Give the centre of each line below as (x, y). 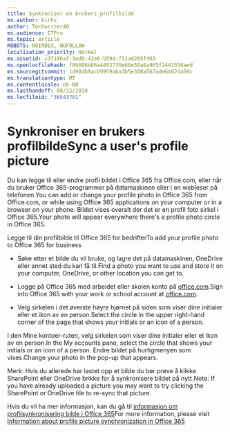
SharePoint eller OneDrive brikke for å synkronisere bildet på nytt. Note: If (111, 378)
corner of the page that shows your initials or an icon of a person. (111, 322)
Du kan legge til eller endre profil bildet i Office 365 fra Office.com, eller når (115, 180)
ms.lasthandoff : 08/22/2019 (48, 91)
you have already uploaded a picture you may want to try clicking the (105, 386)
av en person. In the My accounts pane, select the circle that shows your (110, 343)
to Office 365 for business (44, 245)
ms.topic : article (33, 39)
